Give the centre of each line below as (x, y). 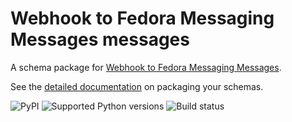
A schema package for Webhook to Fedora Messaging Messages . (146, 67)
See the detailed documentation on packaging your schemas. (137, 86)
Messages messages (100, 39)
